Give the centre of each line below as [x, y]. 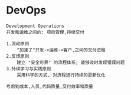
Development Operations [35, 26]
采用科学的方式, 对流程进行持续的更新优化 [61, 75]
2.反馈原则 [18, 56]
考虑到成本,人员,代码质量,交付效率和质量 [50, 86]
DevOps [26, 10]
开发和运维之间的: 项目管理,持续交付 [45, 32]
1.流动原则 [18, 44]
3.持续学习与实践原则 [29, 68]
